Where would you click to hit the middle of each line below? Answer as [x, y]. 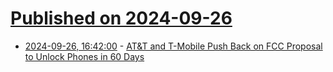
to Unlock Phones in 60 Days [84, 56]
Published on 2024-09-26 [121, 18]
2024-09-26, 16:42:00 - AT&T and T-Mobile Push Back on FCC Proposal [173, 46]
